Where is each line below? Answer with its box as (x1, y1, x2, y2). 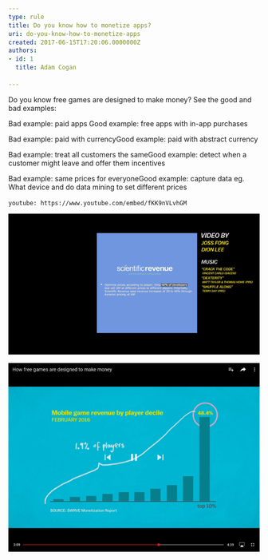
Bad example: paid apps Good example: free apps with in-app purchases (8, 118, 248, 128)
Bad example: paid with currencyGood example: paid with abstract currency (8, 134, 258, 144)
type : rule (8, 13, 45, 21)
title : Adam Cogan (15, 64, 77, 72)
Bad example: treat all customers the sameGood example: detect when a (8, 149, 247, 159)
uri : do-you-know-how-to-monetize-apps (8, 30, 141, 38)
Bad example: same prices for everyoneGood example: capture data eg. (8, 173, 245, 183)
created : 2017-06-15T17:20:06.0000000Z (8, 38, 141, 46)
